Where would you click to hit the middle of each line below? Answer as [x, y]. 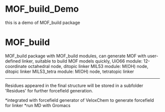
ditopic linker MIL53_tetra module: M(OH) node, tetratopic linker [69, 71]
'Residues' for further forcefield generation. [49, 90]
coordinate [16, 66]
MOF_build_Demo [42, 9]
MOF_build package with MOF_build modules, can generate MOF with [76, 56]
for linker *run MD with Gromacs [38, 105]
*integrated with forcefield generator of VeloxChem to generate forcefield [80, 100]
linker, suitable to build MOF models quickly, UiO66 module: [82, 61]
